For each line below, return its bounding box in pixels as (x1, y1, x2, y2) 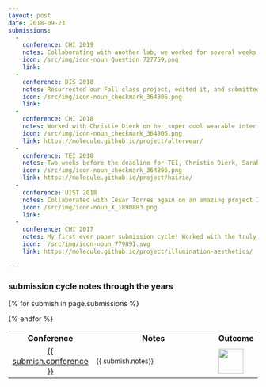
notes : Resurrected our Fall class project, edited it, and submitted (22, 85, 260, 94)
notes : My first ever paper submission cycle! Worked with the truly (22, 233, 257, 241)
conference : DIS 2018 (22, 78, 93, 86)
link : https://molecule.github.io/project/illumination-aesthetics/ (22, 247, 253, 255)
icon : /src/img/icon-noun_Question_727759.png (22, 56, 179, 64)
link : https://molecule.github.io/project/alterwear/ (22, 136, 203, 145)
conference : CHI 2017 (22, 225, 93, 234)
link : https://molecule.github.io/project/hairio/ (22, 174, 193, 182)
